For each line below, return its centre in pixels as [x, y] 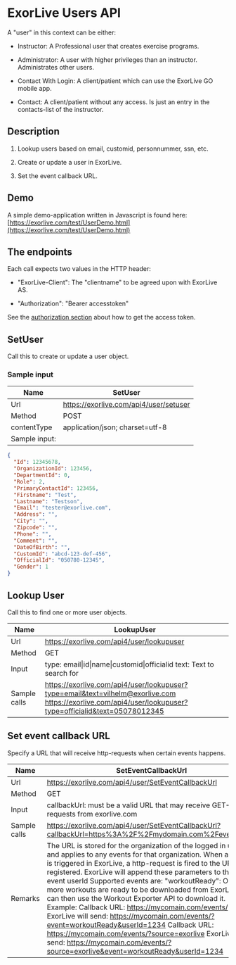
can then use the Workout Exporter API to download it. [136, 898]
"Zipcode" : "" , [36, 528]
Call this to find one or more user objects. [67, 612]
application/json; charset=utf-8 [115, 427]
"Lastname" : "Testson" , [48, 501]
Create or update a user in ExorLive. [70, 162]
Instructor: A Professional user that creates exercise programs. [108, 46]
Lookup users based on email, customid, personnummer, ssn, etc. [113, 149]
